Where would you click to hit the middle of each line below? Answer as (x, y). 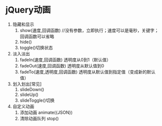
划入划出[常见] (27, 84)
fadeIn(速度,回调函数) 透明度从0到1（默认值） (65, 60)
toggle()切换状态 (36, 47)
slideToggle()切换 (37, 100)
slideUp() (29, 94)
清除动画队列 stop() (39, 118)
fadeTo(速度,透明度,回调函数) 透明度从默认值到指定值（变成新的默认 (88, 72)
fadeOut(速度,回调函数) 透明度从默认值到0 (62, 65)
